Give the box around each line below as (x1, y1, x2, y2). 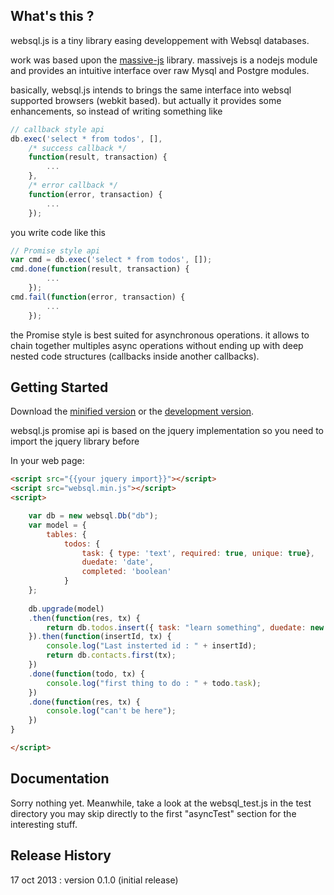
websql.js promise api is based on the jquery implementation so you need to (10, 425, 324, 437)
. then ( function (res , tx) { (28, 613, 141, 623)
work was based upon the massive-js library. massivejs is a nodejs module (10, 54, 318, 66)
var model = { (28, 520, 87, 530)
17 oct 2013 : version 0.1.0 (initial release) (10, 874, 179, 886)
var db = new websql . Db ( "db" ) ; (28, 511, 159, 521)
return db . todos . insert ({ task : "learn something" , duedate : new (46, 622, 325, 633)
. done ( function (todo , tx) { (28, 669, 145, 679)
